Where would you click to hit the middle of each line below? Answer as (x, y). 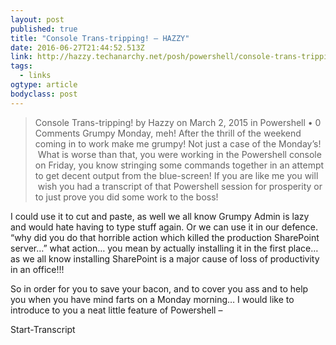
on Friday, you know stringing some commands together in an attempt (179, 165)
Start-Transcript (43, 329)
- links (35, 76)
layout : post (37, 19)
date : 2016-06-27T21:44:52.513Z (77, 47)
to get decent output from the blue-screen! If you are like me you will (176, 175)
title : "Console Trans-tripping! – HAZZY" (100, 38)
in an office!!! (37, 269)
